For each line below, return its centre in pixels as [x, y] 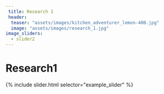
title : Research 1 [31, 12]
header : [17, 17]
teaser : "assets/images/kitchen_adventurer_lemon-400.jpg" [85, 22]
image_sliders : [24, 34]
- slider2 [23, 39]
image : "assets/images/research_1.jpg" [60, 28]
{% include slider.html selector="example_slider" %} [70, 85]
